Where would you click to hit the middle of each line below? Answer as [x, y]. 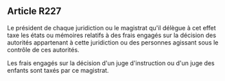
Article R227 [34, 11]
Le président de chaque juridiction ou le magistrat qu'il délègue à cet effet [111, 27]
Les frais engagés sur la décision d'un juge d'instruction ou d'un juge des [111, 63]
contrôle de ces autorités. [44, 49]
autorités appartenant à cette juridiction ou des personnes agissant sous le [113, 42]
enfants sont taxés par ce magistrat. [58, 70]
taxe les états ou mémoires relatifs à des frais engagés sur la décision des [112, 35]
